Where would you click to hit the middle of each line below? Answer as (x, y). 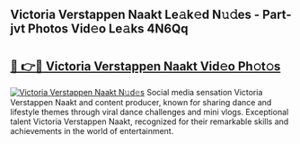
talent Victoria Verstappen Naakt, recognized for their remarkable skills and (150, 121)
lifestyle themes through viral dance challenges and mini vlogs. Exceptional (150, 112)
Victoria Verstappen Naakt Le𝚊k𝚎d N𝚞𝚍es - (135, 15)
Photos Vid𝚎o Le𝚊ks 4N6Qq (108, 29)
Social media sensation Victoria (204, 92)
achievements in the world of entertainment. (92, 131)
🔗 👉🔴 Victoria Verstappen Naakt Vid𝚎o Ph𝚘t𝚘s (146, 66)
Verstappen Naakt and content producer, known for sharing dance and (141, 102)
